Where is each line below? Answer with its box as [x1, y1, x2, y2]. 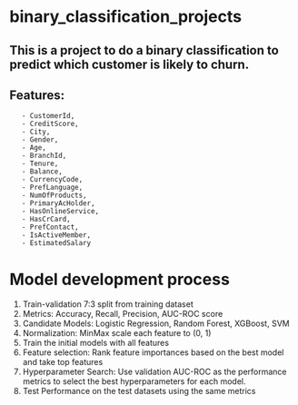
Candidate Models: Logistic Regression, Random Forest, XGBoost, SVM [22, 318, 290, 329]
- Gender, [21, 135, 59, 144]
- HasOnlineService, [21, 207, 100, 216]
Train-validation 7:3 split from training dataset [22, 299, 194, 310]
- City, [21, 127, 51, 137]
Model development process [9, 269, 230, 290]
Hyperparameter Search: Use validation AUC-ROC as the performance [22, 366, 288, 378]
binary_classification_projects [9, 6, 243, 27]
